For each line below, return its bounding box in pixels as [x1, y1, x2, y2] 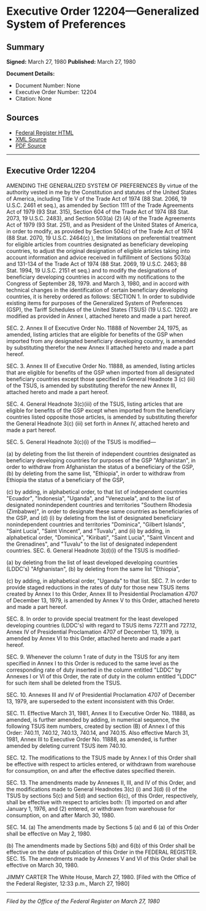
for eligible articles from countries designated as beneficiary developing [6, 241, 188, 248]
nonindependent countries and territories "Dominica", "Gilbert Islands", [6, 521, 186, 528]
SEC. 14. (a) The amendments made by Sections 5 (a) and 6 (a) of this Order [6, 823, 199, 831]
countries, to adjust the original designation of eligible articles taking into [6, 247, 190, 254]
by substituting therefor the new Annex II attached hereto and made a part [6, 344, 194, 351]
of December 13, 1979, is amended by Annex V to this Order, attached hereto [6, 597, 200, 604]
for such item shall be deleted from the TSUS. [6, 679, 122, 686]
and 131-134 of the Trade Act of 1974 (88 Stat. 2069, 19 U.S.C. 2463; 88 [6, 260, 187, 268]
